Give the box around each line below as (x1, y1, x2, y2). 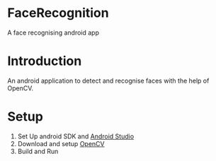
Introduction (7, 53, 82, 69)
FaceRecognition (7, 5, 109, 21)
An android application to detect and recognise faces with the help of (7, 76, 210, 85)
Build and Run (17, 147, 59, 155)
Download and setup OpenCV (17, 139, 105, 148)
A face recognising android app (7, 28, 99, 37)
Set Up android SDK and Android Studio (17, 132, 135, 141)
